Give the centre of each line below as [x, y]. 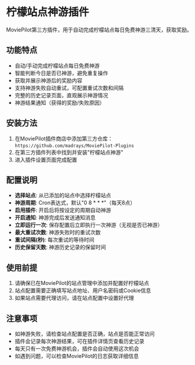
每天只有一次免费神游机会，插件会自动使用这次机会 [77, 348]
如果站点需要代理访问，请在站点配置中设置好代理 [74, 298]
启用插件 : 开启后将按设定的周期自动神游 [63, 210]
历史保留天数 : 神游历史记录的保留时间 [60, 247]
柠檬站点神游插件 [48, 12]
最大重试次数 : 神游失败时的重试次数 [58, 232]
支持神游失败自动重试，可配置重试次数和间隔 [69, 88]
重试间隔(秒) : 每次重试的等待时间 [54, 240]
